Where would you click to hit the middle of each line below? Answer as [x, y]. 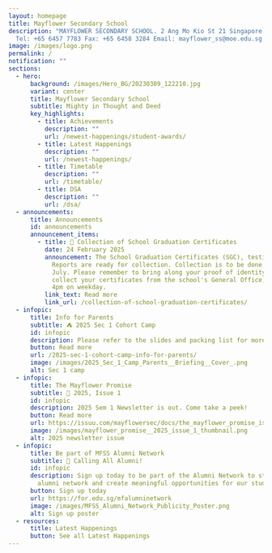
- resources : [38, 521]
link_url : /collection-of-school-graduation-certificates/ [146, 302]
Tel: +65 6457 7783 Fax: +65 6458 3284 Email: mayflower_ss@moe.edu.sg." [142, 39]
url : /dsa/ [63, 204]
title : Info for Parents [72, 317]
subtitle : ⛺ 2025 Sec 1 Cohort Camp [93, 325]
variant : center [57, 91]
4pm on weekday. [79, 287]
